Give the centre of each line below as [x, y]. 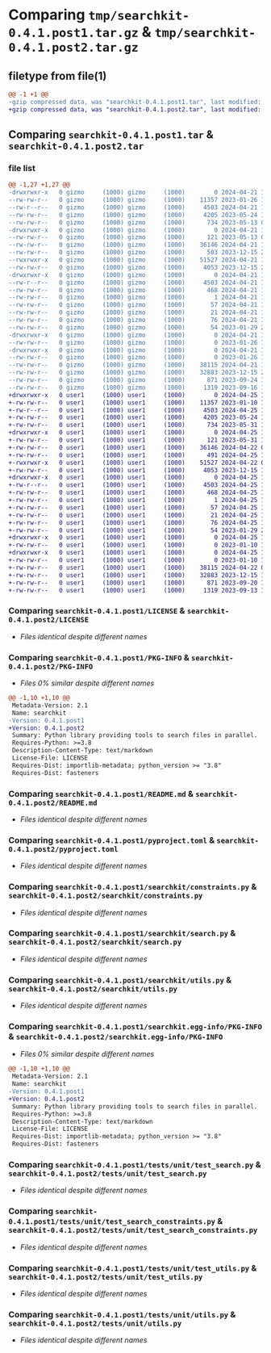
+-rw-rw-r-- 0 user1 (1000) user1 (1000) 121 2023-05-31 [133, 440]
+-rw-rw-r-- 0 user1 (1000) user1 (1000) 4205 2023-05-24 [133, 417]
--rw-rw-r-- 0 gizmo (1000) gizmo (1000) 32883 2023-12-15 [133, 373]
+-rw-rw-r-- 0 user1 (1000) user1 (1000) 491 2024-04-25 [133, 455]
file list [22, 168]
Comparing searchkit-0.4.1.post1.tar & [111, 135]
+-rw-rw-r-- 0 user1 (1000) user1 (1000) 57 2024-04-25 [133, 507]
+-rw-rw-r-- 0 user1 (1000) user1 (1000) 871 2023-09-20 [133, 583]
